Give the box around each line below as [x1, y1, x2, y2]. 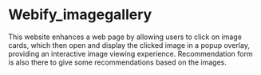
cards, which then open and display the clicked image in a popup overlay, [8, 40, 250, 49]
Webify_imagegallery [8, 6, 152, 24]
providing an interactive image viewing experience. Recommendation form [8, 49, 253, 58]
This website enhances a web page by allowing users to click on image [8, 32, 242, 41]
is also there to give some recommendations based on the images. [8, 57, 227, 67]
